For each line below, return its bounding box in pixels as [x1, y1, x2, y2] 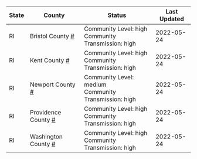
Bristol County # [29, 32, 74, 40]
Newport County [29, 80, 76, 89]
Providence [29, 109, 62, 116]
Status [107, 11, 127, 19]
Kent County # [29, 56, 70, 64]
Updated [159, 15, 185, 23]
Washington [29, 133, 63, 140]
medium [84, 80, 107, 89]
